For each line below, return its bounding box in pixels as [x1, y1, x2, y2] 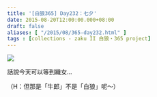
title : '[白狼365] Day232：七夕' [7, 10, 97, 17]
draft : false [7, 23, 44, 29]
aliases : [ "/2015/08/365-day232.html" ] [7, 29, 127, 36]
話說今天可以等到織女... [7, 68, 73, 76]
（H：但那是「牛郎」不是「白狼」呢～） [7, 83, 119, 91]
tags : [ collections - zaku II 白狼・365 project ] [7, 36, 152, 42]
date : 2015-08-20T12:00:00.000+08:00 [7, 16, 115, 23]
